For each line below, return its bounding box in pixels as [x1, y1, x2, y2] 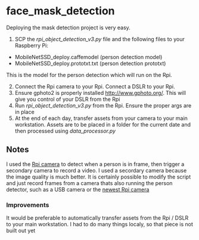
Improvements [6, 201, 49, 209]
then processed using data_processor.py [14, 127, 116, 134]
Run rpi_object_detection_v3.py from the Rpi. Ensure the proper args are [14, 101, 192, 109]
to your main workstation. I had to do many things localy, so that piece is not [6, 221, 194, 228]
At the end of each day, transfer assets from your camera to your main [14, 115, 188, 122]
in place [14, 108, 35, 115]
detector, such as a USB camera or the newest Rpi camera [6, 186, 150, 193]
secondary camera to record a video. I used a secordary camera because [6, 167, 187, 174]
